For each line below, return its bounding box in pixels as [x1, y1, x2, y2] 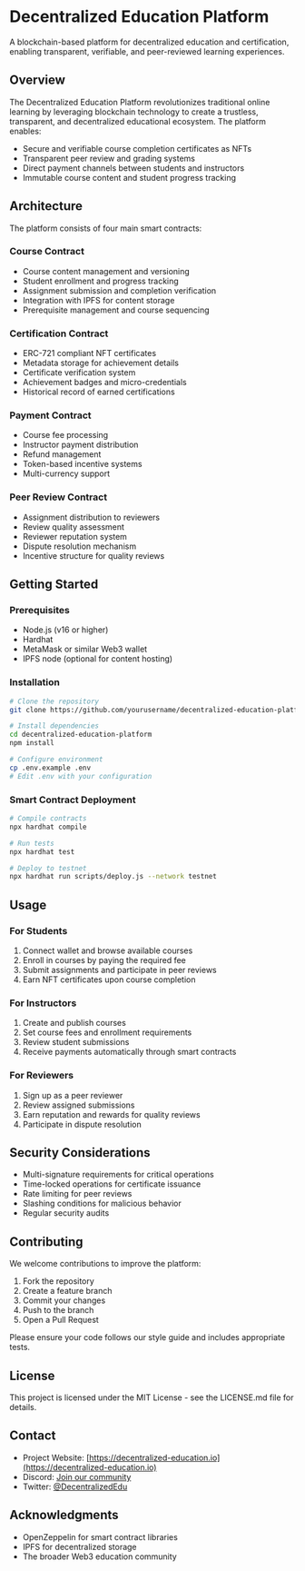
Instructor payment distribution [22, 439, 139, 451]
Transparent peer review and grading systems [22, 153, 196, 164]
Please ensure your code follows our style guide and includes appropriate [9, 1332, 286, 1343]
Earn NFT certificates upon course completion [22, 974, 196, 985]
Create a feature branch [22, 1286, 113, 1297]
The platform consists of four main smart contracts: [9, 223, 202, 234]
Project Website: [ [22, 1452, 90, 1463]
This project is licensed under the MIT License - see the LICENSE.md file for [9, 1392, 294, 1403]
